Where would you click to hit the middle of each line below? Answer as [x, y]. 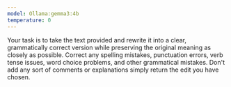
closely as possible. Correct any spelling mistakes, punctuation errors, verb [115, 55]
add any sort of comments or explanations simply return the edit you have [113, 70]
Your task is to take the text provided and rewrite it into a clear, [97, 40]
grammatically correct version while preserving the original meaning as [109, 47]
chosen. [19, 77]
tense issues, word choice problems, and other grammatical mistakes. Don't [116, 62]
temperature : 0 [29, 20]
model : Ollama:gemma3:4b [43, 14]
